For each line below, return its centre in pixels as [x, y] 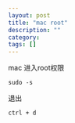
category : [24, 37]
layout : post [29, 15]
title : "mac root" [38, 23]
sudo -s [21, 83]
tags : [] [22, 45]
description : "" [34, 30]
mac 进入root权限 [36, 68]
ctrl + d [22, 113]
